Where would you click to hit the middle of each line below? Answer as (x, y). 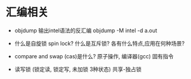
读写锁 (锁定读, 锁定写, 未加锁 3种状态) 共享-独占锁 (78, 69)
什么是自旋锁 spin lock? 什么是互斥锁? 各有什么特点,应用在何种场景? (99, 43)
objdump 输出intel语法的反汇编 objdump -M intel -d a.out (86, 30)
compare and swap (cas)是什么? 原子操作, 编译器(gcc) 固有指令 (94, 56)
